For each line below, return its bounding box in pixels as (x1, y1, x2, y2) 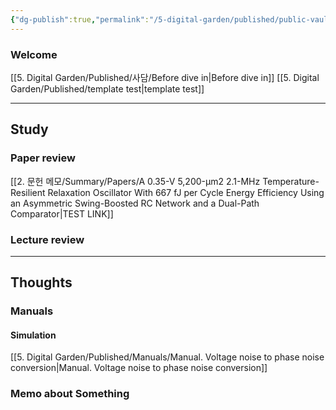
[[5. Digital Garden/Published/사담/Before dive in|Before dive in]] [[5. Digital (10, 71, 320, 83)
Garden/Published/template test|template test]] (10, 82, 205, 95)
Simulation (10, 329, 57, 341)
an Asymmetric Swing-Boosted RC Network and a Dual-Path (10, 197, 260, 209)
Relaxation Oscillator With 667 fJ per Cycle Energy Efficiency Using (47, 186, 325, 198)
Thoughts (10, 274, 73, 291)
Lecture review (10, 232, 85, 246)
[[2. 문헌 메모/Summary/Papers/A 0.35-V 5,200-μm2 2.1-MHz (10, 175, 261, 187)
